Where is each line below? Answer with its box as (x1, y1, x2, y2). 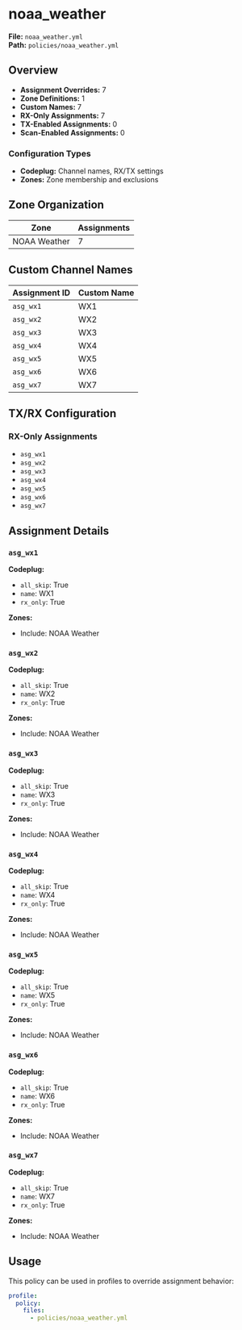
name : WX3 (19, 790, 56, 799)
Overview (8, 64, 59, 77)
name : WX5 (19, 990, 56, 1000)
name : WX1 (19, 589, 54, 598)
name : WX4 (19, 890, 56, 899)
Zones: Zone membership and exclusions (19, 175, 159, 185)
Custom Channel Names (8, 263, 133, 277)
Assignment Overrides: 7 (19, 85, 106, 94)
